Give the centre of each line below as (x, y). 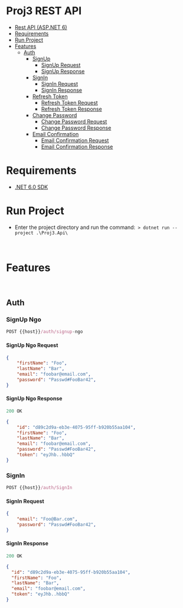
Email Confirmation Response (77, 147)
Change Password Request (74, 121)
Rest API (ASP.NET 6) (41, 27)
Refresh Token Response (71, 109)
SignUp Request (61, 65)
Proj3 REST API (44, 11)
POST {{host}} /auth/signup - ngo (45, 332)
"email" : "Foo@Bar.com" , (47, 519)
